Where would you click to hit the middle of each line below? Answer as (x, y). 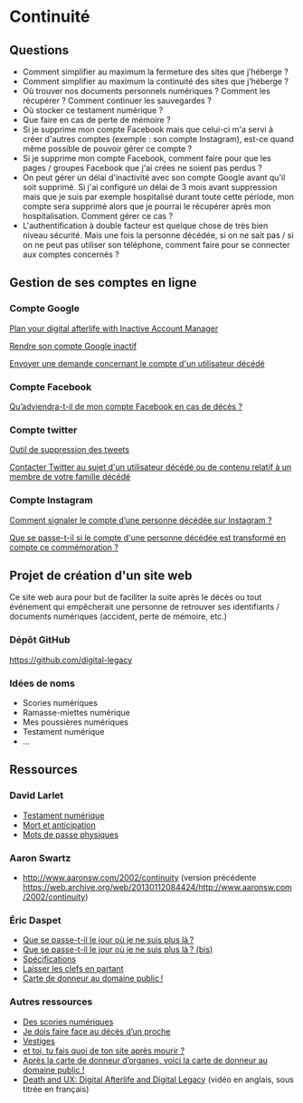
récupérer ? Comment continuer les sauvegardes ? (117, 100)
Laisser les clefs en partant (73, 969)
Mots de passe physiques (71, 834)
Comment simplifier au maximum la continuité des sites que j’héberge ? (156, 81)
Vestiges (39, 1041)
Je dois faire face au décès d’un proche (96, 1031)
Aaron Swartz (40, 858)
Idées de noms (42, 683)
